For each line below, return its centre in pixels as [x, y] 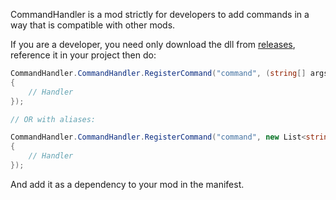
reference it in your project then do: [83, 55]
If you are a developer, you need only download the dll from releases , [153, 44]
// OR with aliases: [53, 119]
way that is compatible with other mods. [93, 25]
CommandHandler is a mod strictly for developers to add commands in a [160, 14]
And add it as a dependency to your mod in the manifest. [127, 184]
